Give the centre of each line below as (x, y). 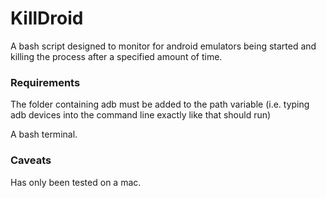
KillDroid (47, 18)
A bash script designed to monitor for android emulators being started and (163, 46)
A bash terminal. (44, 134)
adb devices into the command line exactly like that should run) (141, 115)
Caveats (31, 160)
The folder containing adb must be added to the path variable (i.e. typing (160, 104)
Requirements (45, 82)
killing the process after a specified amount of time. (116, 56)
